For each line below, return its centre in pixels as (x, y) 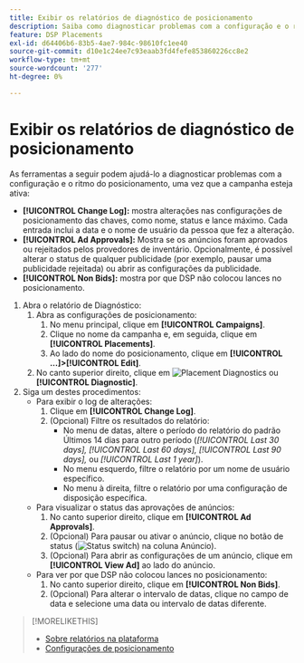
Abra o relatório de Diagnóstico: (82, 305)
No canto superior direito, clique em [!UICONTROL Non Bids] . (165, 584)
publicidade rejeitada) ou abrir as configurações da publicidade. (142, 268)
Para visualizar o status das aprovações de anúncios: (135, 507)
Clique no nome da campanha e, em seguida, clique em (153, 334)
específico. (84, 478)
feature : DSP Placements (56, 34)
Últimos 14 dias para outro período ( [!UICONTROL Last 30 (171, 439)
